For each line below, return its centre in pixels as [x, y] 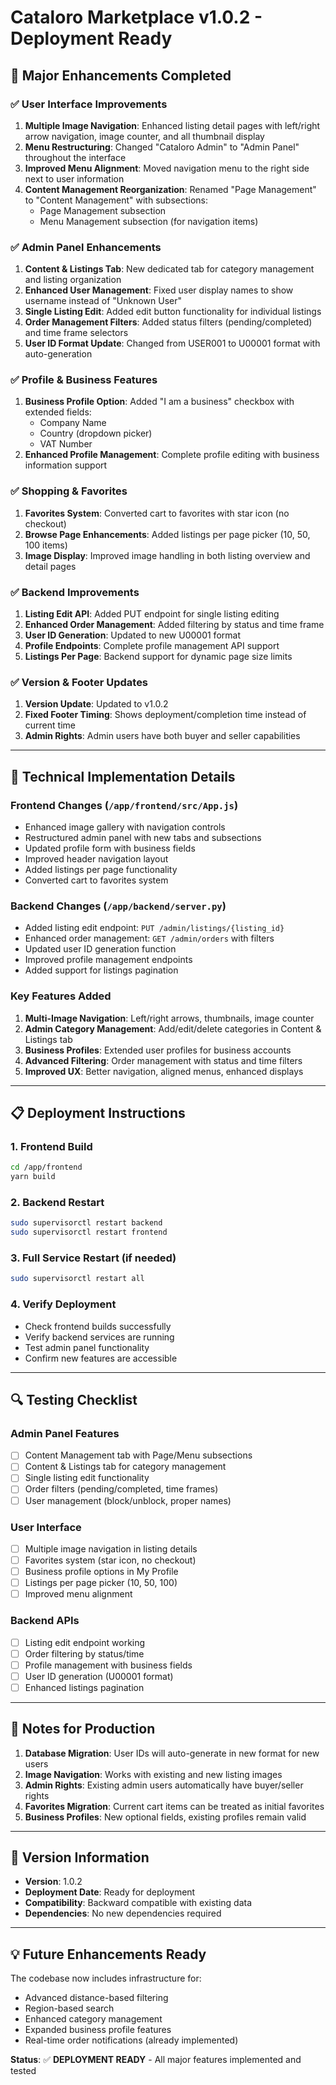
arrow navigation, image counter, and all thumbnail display [144, 136]
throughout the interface [75, 157]
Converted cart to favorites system [96, 880]
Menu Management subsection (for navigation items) [149, 221]
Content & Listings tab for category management [125, 1467]
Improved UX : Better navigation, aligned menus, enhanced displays [164, 1071]
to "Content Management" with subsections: [116, 200]
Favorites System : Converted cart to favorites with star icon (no [157, 513]
